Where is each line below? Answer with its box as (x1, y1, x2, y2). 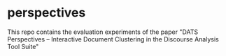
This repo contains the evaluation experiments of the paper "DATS (7, 28, 199, 36)
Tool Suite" (7, 42, 39, 50)
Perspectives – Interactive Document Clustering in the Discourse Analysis (7, 35, 219, 43)
